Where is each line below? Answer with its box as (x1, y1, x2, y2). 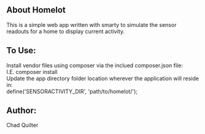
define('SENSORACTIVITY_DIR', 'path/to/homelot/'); (6, 87, 138, 95)
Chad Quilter (6, 122, 39, 129)
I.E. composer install (6, 68, 58, 75)
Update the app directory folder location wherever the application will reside (6, 75, 199, 82)
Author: (6, 105, 37, 116)
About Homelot (6, 5, 66, 15)
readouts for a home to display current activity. (6, 28, 125, 35)
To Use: (6, 45, 36, 56)
